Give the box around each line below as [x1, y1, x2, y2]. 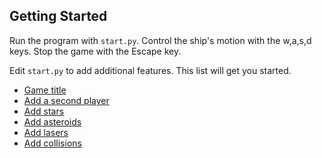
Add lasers [23, 126, 69, 138]
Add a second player [23, 94, 110, 106]
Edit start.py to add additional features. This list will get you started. [9, 64, 292, 76]
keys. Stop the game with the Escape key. [9, 45, 182, 57]
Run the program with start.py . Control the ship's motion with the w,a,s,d [9, 34, 312, 46]
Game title [23, 84, 67, 96]
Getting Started [9, 8, 108, 25]
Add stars [23, 105, 65, 117]
